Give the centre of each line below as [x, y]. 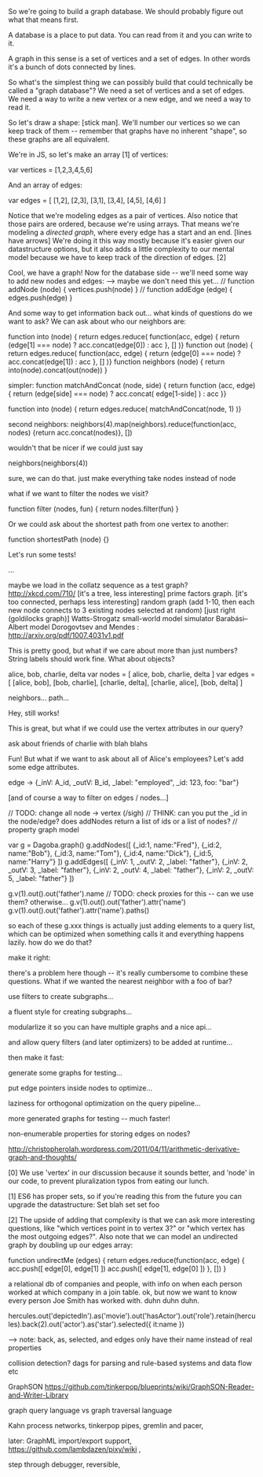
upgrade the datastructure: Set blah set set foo [84, 1205]
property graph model [44, 829]
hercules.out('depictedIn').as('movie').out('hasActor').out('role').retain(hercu [132, 1316]
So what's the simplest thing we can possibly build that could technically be [131, 82]
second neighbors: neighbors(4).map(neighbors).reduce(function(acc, [122, 424]
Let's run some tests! [42, 555]
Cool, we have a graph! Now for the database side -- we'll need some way [128, 272]
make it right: [29, 957]
